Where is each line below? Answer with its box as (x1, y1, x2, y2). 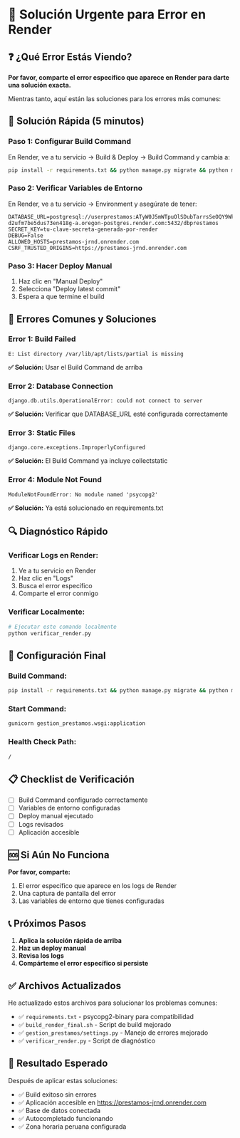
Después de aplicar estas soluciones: (8, 1076, 118, 1085)
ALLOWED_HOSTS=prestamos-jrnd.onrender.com (8, 238, 140, 245)
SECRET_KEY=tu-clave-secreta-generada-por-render (8, 226, 159, 233)
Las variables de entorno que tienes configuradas (18, 897, 165, 905)
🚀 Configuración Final (8, 649, 106, 662)
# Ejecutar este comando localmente (8, 623, 117, 630)
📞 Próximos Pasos (8, 917, 87, 929)
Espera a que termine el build (18, 292, 105, 301)
